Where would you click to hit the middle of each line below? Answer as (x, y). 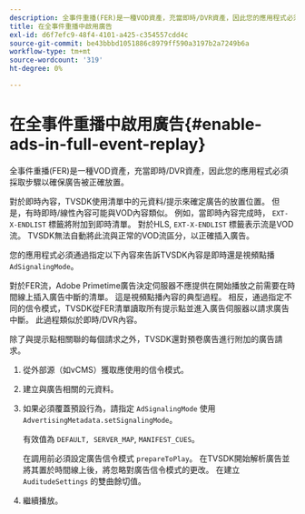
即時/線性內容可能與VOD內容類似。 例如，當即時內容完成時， (155, 212)
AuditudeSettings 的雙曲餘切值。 (84, 481)
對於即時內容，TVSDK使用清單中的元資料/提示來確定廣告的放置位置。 (140, 201)
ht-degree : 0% (36, 69)
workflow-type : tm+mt (50, 52)
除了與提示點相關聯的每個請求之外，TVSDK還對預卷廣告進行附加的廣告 (142, 338)
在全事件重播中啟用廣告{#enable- (136, 125)
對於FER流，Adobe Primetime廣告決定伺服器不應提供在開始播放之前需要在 (148, 285)
